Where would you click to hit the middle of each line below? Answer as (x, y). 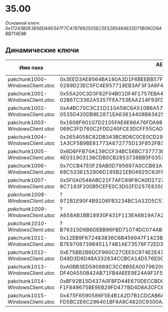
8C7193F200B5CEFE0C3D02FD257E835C (112, 186)
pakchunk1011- (27, 238)
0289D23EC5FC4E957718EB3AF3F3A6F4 (111, 85)
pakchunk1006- (27, 166)
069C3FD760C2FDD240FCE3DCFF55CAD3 (113, 128)
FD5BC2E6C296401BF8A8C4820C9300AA (113, 301)
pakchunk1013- (27, 266)
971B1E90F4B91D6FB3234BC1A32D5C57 (112, 201)
